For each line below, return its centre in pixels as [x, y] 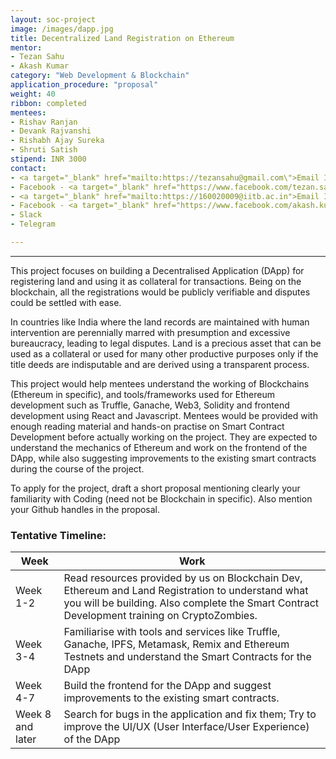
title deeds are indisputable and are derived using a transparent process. [160, 364]
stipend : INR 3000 [48, 159]
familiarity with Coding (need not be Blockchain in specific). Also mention [161, 498]
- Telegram [33, 224]
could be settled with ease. [66, 302]
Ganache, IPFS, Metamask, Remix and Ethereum [176, 644]
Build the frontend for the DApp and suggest [167, 686]
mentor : [26, 47]
